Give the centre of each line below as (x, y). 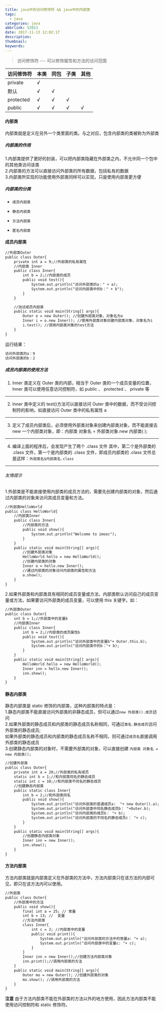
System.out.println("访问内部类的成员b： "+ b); (78, 813)
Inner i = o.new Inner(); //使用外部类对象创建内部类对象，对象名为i (88, 321)
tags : (10, 14)
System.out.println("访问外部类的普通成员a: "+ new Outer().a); (95, 804)
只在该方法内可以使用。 (41, 884)
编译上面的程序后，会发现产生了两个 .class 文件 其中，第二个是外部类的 (84, 447)
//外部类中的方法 (29, 902)
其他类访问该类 (24, 165)
